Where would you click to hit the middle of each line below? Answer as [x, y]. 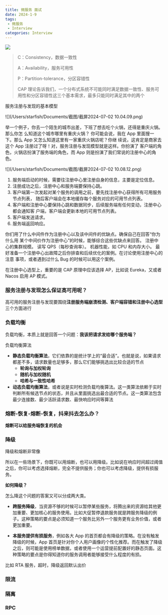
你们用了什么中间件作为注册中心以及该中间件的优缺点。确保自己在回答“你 [81, 234]
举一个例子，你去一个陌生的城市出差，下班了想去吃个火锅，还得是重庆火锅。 [84, 127]
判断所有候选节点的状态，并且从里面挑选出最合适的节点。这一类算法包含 [87, 393]
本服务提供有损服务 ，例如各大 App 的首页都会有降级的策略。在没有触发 [86, 536]
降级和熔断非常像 [23, 451]
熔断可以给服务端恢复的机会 [34, 425]
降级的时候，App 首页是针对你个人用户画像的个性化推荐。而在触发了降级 [87, 542]
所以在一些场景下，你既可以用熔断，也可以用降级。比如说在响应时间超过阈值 [84, 462]
